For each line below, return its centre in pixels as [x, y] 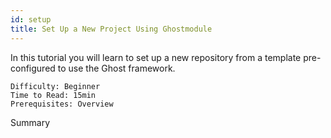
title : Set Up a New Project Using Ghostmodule [111, 29]
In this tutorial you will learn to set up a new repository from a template [156, 57]
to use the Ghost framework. [116, 68]
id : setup [31, 19]
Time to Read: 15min [53, 95]
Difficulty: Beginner [55, 86]
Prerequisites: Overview [62, 104]
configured [33, 68]
